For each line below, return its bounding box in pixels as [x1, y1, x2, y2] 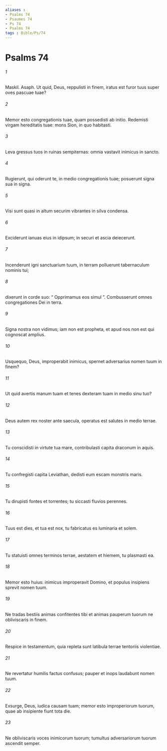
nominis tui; [5, 267, 29, 273]
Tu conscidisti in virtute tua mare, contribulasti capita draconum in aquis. [5, 444, 155, 450]
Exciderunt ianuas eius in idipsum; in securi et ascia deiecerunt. [5, 235, 136, 241]
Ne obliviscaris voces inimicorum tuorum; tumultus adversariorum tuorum [5, 735, 157, 741]
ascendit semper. [5, 740, 41, 746]
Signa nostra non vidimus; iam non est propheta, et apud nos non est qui [5, 326, 155, 332]
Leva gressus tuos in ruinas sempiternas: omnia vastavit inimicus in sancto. [5, 148, 160, 155]
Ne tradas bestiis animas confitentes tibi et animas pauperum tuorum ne [5, 612, 154, 618]
